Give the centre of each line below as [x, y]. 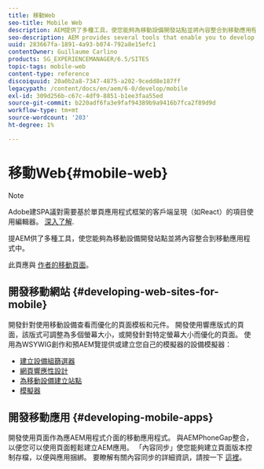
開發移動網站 [39, 292]
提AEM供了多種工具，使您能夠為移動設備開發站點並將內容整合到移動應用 [126, 238]
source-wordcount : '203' [49, 118]
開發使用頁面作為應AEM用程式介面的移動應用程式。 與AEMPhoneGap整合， [131, 438]
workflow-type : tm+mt [44, 111]
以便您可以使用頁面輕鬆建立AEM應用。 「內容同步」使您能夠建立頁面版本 [127, 448]
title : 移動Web [32, 15]
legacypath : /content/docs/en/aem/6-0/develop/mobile [98, 88]
